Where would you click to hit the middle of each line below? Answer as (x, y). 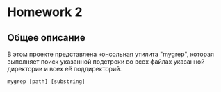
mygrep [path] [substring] (46, 82)
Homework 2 (45, 12)
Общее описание (46, 38)
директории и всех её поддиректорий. (64, 69)
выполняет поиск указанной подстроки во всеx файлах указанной (106, 62)
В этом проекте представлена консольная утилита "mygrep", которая (110, 54)
